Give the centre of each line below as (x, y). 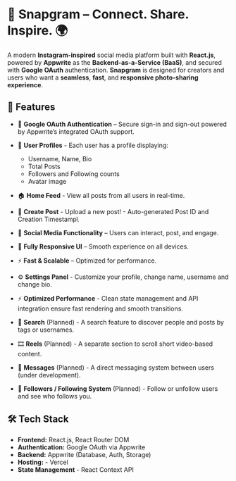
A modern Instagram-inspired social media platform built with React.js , (112, 55)
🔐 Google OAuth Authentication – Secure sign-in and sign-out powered (122, 124)
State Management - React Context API (75, 469)
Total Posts (44, 166)
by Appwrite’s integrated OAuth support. (76, 131)
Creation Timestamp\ (48, 219)
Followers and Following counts (74, 174)
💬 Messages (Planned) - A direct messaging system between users (116, 367)
